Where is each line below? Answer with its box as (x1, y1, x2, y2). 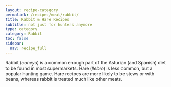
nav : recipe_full (10, 46, 47, 51)
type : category (5, 27, 38, 32)
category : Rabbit (5, 31, 42, 36)
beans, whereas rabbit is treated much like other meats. (5, 76, 123, 82)
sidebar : (5, 41, 24, 46)
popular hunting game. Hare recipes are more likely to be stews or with (5, 70, 155, 77)
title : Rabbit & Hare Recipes (5, 17, 70, 22)
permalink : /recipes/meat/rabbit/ (5, 12, 79, 17)
